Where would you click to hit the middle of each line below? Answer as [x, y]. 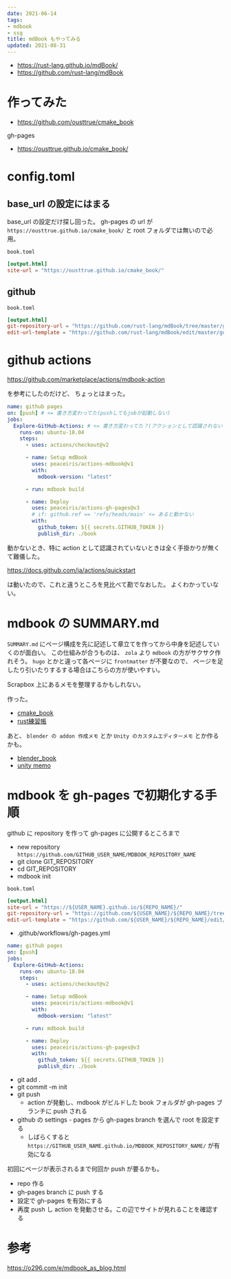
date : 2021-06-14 [32, 13]
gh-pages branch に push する [60, 1192]
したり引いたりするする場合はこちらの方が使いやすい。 [85, 669]
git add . [29, 1080]
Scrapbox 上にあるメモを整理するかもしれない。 [76, 684]
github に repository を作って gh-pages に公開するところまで [93, 833]
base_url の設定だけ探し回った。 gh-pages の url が [80, 221]
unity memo [34, 765]
